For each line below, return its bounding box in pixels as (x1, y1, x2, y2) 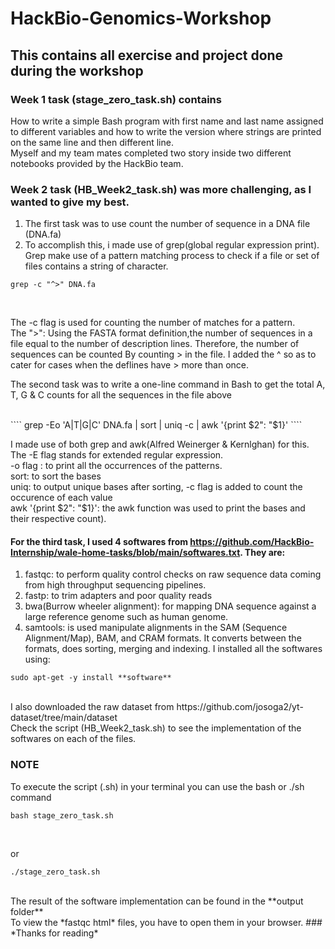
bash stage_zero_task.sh (10, 810, 114, 821)
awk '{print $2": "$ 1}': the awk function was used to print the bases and (10, 502, 306, 514)
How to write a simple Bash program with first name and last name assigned (10, 115, 324, 127)
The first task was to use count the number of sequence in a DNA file (24, 218, 311, 230)
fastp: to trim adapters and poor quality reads (24, 590, 213, 602)
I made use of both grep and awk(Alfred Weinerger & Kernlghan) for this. (10, 438, 310, 451)
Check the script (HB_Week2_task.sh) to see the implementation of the (10, 722, 302, 734)
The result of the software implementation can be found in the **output (10, 895, 304, 907)
